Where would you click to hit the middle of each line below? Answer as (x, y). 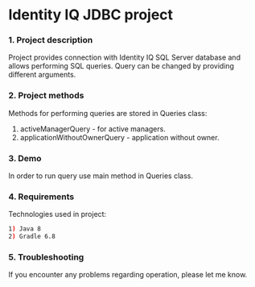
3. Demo (25, 158)
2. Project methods (46, 96)
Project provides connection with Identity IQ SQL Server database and (125, 57)
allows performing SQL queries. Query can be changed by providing (121, 66)
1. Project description (51, 40)
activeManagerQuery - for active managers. (93, 129)
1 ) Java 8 (25, 229)
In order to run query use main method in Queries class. (101, 176)
